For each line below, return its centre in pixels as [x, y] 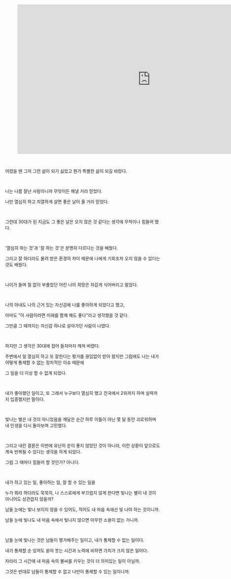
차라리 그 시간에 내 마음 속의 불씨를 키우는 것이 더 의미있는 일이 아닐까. [73, 561]
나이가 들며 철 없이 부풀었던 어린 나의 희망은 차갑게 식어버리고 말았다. [72, 285]
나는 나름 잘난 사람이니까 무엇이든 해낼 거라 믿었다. [54, 191]
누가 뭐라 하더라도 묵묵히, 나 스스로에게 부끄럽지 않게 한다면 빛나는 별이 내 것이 [81, 493]
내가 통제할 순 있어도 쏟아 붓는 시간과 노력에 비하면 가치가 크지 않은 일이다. [77, 551]
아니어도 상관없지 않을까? [29, 499]
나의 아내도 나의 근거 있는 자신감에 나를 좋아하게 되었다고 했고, [65, 305]
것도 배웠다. [17, 265]
